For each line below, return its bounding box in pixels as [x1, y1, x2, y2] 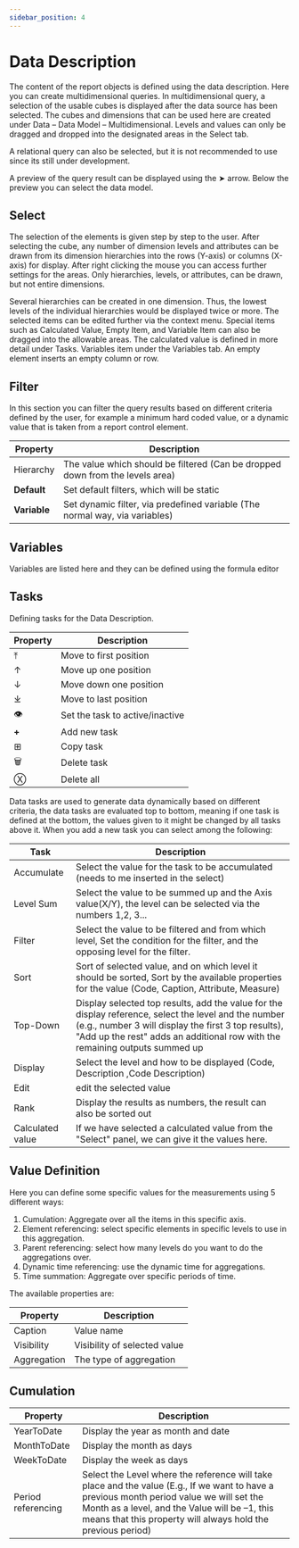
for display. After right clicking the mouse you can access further [28, 260, 267, 270]
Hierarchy [13, 463, 55, 476]
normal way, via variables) [63, 510, 174, 522]
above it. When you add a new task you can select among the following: [9, 824, 273, 835]
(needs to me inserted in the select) [75, 871, 225, 884]
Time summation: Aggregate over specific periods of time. [21, 1270, 237, 1281]
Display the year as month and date [81, 1425, 230, 1437]
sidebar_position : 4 [9, 12, 86, 22]
